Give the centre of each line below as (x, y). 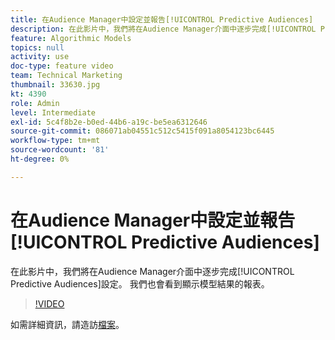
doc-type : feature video (62, 66)
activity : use (40, 57)
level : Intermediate (53, 112)
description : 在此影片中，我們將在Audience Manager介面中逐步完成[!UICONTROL (163, 29)
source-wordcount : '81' (60, 150)
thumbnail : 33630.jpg (55, 85)
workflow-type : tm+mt (55, 141)
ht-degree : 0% (40, 159)
